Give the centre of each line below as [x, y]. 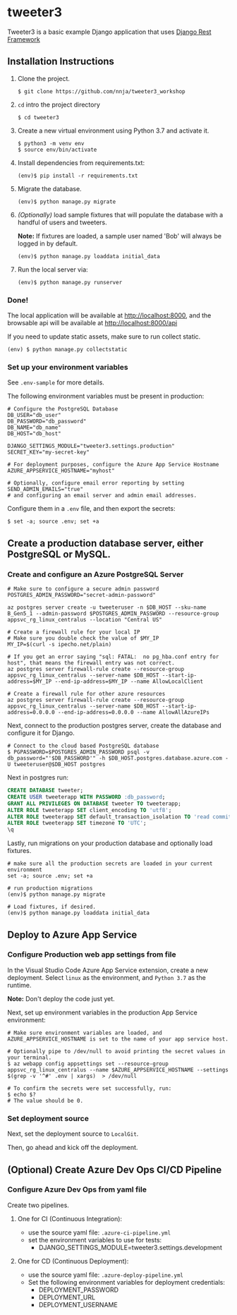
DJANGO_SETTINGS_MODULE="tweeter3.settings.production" [91, 446]
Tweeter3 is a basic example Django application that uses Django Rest [109, 32]
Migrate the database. [50, 188]
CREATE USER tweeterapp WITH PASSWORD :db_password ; [86, 797]
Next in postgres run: [38, 777]
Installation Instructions [61, 62]
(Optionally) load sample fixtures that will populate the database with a [120, 214]
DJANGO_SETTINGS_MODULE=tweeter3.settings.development [130, 1247]
